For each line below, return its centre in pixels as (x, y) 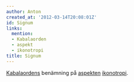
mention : (22, 34)
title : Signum (24, 56)
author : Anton (24, 12)
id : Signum (20, 23)
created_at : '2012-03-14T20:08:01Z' (52, 17)
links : (14, 28)
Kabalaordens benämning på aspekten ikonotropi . (67, 72)
